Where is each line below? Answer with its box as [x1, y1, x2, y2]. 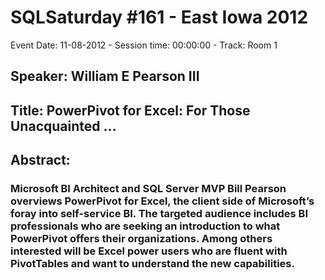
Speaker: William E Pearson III [10, 68, 200, 85]
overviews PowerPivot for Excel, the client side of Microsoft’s [10, 194, 315, 208]
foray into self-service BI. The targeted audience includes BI [10, 207, 309, 221]
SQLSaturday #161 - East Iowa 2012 [10, 6, 309, 29]
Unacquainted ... [10, 117, 117, 135]
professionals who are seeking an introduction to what [10, 219, 281, 233]
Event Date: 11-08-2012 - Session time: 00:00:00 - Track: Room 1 [10, 39, 278, 51]
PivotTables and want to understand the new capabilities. [10, 257, 295, 271]
